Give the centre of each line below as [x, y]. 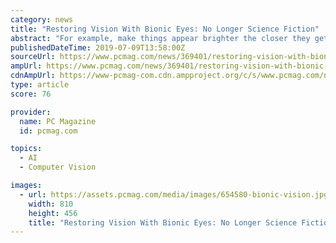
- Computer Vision [58, 167]
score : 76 [31, 94]
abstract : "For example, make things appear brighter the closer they [160, 38]
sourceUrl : [33, 57]
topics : [26, 149]
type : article [40, 85]
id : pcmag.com [48, 131]
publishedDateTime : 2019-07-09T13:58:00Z [98, 47]
